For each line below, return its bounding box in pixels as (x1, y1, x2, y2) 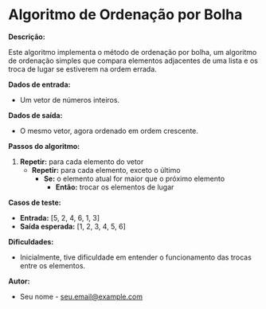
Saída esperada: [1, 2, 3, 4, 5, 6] (19, 221, 126, 231)
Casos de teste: (8, 198, 61, 207)
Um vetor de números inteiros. (19, 95, 120, 104)
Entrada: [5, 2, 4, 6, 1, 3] (19, 213, 100, 222)
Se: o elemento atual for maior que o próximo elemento (43, 174, 225, 183)
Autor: (8, 276, 30, 286)
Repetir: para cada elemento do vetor (19, 157, 144, 166)
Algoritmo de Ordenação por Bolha (8, 6, 243, 24)
